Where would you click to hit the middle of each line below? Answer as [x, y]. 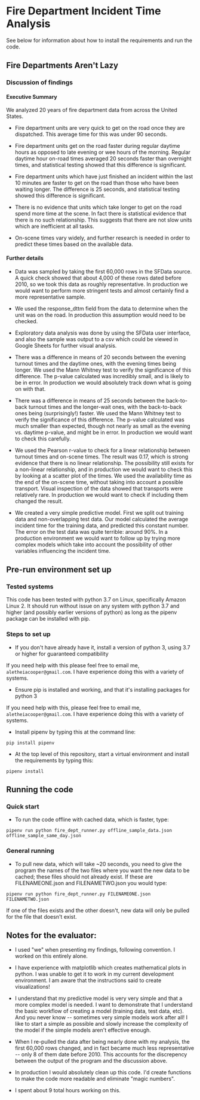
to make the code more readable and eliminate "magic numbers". [95, 1079]
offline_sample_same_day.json [44, 836]
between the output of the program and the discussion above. [91, 1061]
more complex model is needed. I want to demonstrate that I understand [104, 1005]
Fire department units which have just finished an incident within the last [104, 177]
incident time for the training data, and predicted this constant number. [102, 525]
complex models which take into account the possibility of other [93, 544]
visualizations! [33, 987]
